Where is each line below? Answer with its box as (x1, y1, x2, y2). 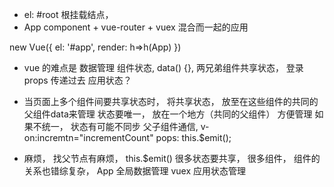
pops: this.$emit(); (155, 132, 232, 143)
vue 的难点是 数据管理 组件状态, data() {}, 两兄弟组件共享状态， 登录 (23, 62, 304, 73)
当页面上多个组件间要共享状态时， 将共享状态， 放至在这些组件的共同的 (23, 96, 319, 107)
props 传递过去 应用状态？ (23, 74, 132, 86)
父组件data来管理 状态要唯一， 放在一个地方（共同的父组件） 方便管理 (23, 108, 313, 120)
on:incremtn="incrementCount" (23, 132, 154, 143)
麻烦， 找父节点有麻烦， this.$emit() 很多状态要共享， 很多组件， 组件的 (23, 153, 321, 164)
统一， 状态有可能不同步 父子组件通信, (41, 121, 199, 132)
